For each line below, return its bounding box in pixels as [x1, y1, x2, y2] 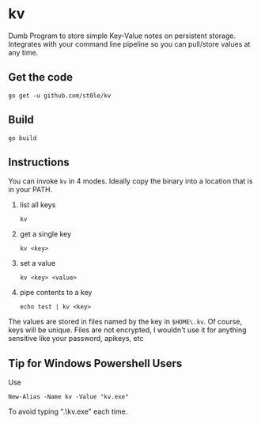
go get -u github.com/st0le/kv [8, 92, 112, 100]
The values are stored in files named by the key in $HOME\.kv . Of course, [8, 317, 243, 327]
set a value [19, 259, 56, 268]
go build [8, 134, 37, 142]
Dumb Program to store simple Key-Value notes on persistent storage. [8, 31, 236, 40]
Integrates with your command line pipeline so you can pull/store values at [8, 39, 251, 48]
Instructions [8, 155, 70, 168]
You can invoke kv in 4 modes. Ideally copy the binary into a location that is [8, 176, 253, 186]
